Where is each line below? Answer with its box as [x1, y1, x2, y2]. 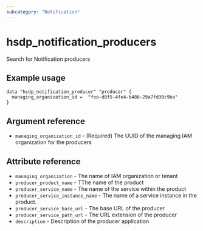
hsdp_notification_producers [6, 35, 157, 49]
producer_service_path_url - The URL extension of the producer [15, 211, 177, 218]
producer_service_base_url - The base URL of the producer [15, 205, 165, 212]
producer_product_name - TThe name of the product [15, 179, 144, 186]
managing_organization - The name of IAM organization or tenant [15, 173, 178, 179]
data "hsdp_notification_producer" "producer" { [6, 89, 132, 95]
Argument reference [6, 116, 85, 126]
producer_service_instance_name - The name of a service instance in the [15, 192, 198, 199]
